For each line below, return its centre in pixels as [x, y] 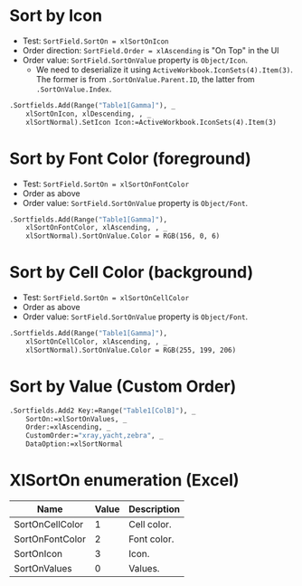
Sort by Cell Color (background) [132, 273]
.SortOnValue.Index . [74, 89]
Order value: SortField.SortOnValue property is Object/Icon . [135, 60]
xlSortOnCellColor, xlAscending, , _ [97, 341]
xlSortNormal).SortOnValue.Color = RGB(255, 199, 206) [131, 350]
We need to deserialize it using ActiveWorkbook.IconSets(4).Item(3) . [165, 70]
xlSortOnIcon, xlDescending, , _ [89, 114]
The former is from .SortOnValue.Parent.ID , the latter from [145, 79]
